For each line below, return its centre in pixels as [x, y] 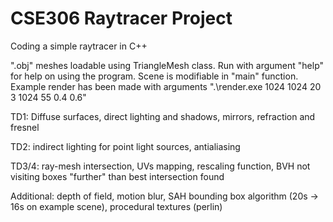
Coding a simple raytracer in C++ [79, 46]
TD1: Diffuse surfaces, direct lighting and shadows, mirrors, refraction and [163, 116]
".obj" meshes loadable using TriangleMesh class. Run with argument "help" [167, 65]
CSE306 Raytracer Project [121, 18]
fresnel [25, 127]
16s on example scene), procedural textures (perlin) [116, 206]
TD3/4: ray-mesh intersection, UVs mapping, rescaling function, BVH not [160, 166]
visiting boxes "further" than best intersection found [117, 176]
